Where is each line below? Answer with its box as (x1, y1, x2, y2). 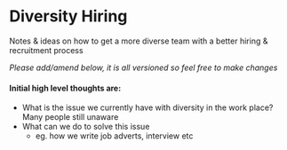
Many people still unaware (21, 112, 119, 122)
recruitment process (9, 44, 84, 55)
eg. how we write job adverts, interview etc (35, 130, 194, 141)
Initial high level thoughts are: (9, 83, 122, 93)
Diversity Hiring (9, 6, 128, 27)
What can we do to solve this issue (21, 122, 150, 132)
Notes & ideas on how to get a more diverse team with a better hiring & (9, 36, 268, 46)
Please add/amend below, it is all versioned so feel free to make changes (9, 62, 278, 73)
